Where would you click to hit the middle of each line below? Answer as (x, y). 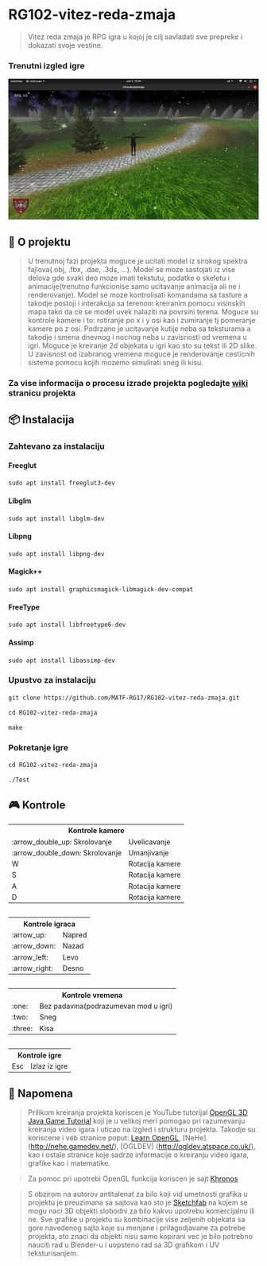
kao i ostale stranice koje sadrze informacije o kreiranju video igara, (138, 1155)
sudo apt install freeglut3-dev (62, 483)
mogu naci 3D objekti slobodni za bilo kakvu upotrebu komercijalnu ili (141, 1211)
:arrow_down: (34, 946)
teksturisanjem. (53, 1253)
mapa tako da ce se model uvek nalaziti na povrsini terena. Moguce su (143, 312)
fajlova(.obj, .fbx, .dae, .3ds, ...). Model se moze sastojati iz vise (132, 270)
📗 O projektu (40, 242)
